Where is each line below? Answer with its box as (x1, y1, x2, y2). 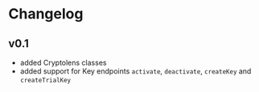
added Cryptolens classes (19, 58, 107, 67)
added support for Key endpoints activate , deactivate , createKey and (19, 66, 252, 76)
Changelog (8, 5, 84, 23)
